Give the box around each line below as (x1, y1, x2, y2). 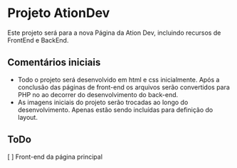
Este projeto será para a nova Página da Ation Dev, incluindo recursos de (7, 28, 221, 37)
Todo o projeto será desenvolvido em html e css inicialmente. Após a (17, 75, 220, 84)
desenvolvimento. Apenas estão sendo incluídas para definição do (17, 105, 214, 114)
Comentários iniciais (7, 57, 101, 69)
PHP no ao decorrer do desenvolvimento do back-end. (17, 90, 179, 99)
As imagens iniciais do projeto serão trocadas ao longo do (17, 98, 189, 106)
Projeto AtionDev (7, 5, 110, 21)
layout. (17, 113, 38, 121)
